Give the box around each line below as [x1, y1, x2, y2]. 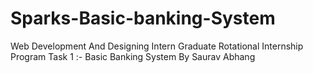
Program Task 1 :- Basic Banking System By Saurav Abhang [10, 50, 256, 62]
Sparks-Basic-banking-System [10, 7, 276, 30]
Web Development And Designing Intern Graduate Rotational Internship [10, 40, 304, 52]
